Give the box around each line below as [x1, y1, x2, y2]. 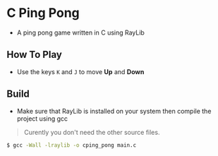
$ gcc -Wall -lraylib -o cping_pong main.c [6, 141, 137, 149]
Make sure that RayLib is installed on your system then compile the [16, 107, 212, 115]
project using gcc [16, 114, 68, 123]
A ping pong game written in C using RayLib [16, 28, 145, 37]
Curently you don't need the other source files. [23, 128, 160, 136]
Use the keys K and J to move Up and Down [16, 67, 145, 76]
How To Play [6, 49, 63, 61]
